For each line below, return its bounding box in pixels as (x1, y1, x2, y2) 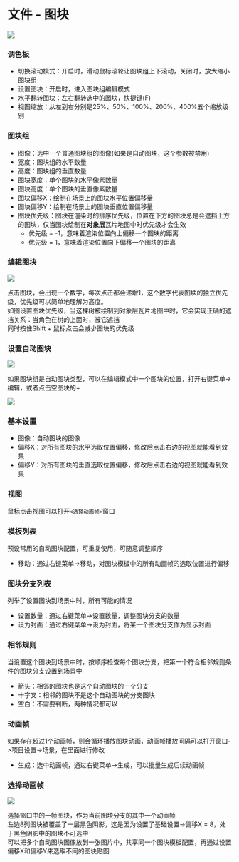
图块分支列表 (7, 579, 52, 589)
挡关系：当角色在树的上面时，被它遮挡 (7, 315, 119, 323)
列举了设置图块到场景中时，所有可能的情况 (7, 597, 132, 605)
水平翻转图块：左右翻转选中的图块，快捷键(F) (17, 93, 152, 102)
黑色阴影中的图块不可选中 (13, 829, 89, 838)
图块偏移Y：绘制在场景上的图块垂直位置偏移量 (17, 202, 154, 211)
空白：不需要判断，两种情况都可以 (17, 699, 118, 708)
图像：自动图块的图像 (17, 434, 80, 442)
